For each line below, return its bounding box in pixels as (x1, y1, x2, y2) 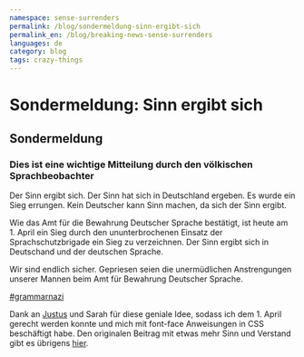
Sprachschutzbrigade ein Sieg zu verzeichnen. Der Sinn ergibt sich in (9, 236, 270, 247)
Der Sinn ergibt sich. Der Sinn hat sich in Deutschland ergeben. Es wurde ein (9, 190, 296, 201)
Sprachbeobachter (9, 169, 94, 182)
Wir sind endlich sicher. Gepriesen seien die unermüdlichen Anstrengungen (9, 263, 292, 274)
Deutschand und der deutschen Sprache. (9, 246, 163, 257)
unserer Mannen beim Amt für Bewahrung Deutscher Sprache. (9, 273, 243, 284)
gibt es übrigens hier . (9, 337, 89, 348)
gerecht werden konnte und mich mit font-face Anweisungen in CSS (9, 318, 265, 329)
